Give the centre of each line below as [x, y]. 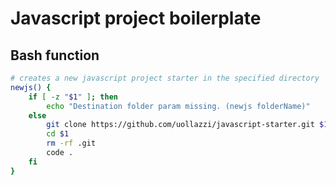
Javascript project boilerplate [136, 18]
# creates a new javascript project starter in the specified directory [165, 78]
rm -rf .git [71, 143]
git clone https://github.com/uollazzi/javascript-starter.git [180, 125]
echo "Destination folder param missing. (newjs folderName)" [178, 106]
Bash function [55, 55]
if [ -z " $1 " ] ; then [73, 97]
